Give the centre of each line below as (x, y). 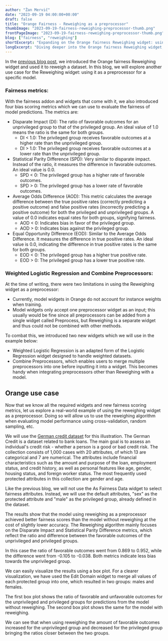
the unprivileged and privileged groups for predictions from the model (77, 602)
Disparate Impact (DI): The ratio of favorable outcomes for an (75, 121)
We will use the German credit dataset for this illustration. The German (77, 436)
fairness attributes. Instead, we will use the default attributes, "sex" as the (81, 494)
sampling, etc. (20, 426)
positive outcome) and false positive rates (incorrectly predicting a (81, 207)
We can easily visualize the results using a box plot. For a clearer (72, 571)
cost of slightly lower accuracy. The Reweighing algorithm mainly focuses (81, 525)
